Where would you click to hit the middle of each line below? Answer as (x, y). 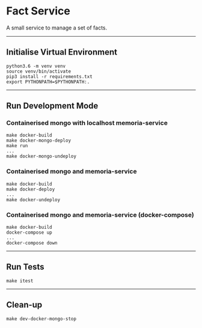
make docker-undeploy (33, 199)
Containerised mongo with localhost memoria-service (87, 123)
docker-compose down (32, 243)
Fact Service (38, 11)
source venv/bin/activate (38, 71)
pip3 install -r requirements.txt (50, 76)
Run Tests (25, 267)
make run (17, 146)
